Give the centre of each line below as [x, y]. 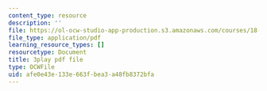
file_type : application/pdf [55, 38]
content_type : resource [48, 15]
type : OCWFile [32, 67]
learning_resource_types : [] [56, 45]
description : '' [35, 23]
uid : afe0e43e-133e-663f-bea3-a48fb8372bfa [81, 74]
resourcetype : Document [48, 52]
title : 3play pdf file [46, 60]
